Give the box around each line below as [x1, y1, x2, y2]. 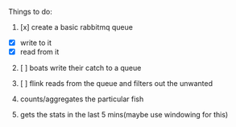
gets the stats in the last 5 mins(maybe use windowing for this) [19, 110, 229, 120]
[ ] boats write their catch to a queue [19, 63, 142, 73]
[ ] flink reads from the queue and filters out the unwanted [19, 79, 213, 88]
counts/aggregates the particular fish [19, 94, 144, 104]
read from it [19, 47, 60, 57]
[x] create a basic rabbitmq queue [19, 23, 133, 31]
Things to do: [8, 7, 52, 16]
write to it [19, 38, 52, 47]
